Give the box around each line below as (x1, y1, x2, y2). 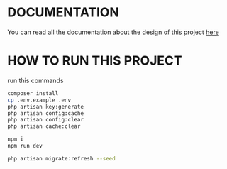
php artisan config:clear (7, 116, 84, 124)
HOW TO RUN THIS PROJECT (7, 53, 182, 69)
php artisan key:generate (7, 103, 84, 110)
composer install (7, 89, 59, 97)
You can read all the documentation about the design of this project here (7, 28, 220, 36)
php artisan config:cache (7, 109, 84, 117)
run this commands (7, 76, 64, 84)
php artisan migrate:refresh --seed (7, 155, 116, 162)
